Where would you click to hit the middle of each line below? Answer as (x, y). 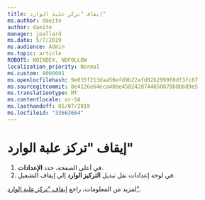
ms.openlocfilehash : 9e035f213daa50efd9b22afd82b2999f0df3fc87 (103, 80)
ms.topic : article (34, 54)
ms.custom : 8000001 (36, 73)
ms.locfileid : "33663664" (45, 113)
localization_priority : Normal (54, 67)
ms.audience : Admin (36, 47)
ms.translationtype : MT (43, 93)
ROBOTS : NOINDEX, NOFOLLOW (47, 60)
